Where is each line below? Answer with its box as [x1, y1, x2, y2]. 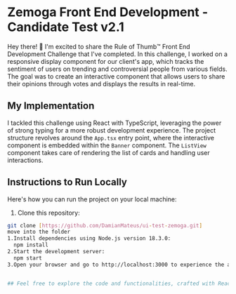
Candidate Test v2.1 [7, 19, 124, 35]
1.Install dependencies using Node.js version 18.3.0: [7, 235, 171, 242]
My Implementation [7, 100, 95, 112]
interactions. [7, 156, 44, 164]
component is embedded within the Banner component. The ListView [7, 141, 207, 149]
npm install [13, 241, 49, 249]
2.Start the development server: [7, 248, 105, 255]
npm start [13, 254, 42, 262]
